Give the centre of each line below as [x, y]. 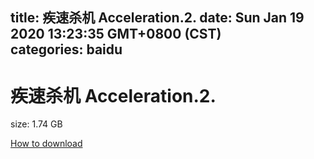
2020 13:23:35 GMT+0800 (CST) [116, 34]
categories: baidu [66, 49]
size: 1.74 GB [36, 124]
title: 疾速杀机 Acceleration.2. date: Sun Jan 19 [157, 18]
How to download [46, 144]
